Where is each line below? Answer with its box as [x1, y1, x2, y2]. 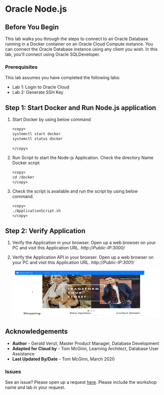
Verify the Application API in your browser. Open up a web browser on [12, 254, 154, 260]
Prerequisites [5, 64, 38, 70]
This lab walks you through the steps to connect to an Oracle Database [5, 36, 148, 42]
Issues [5, 368, 22, 375]
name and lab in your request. [5, 385, 66, 391]
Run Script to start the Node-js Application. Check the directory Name [12, 155, 154, 161]
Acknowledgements [5, 328, 68, 336]
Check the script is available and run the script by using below [12, 188, 138, 194]
